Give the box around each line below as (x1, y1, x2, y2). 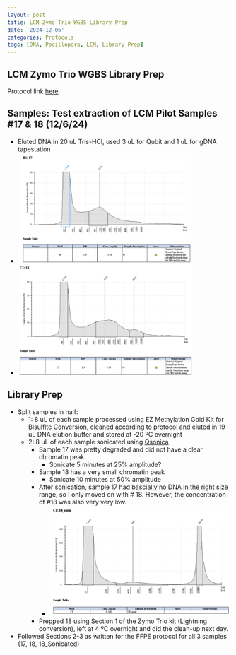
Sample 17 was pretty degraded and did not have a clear (38, 445, 203, 454)
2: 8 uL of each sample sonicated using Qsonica (28, 437, 169, 446)
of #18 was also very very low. (38, 497, 127, 506)
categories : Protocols (7, 34, 74, 41)
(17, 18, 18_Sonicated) (17, 639, 80, 648)
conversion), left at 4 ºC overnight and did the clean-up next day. (38, 624, 229, 632)
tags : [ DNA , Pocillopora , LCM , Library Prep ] (7, 41, 143, 49)
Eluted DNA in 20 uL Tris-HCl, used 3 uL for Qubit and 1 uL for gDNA (17, 137, 217, 146)
